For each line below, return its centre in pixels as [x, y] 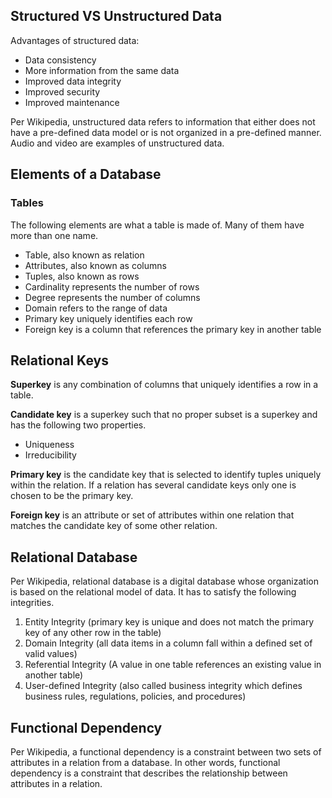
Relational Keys [59, 360]
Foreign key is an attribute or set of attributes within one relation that [152, 515]
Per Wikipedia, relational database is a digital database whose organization [164, 581]
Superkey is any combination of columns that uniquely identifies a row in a [164, 385]
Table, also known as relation [84, 255]
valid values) [51, 654]
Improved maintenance [72, 102]
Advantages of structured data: [75, 40]
